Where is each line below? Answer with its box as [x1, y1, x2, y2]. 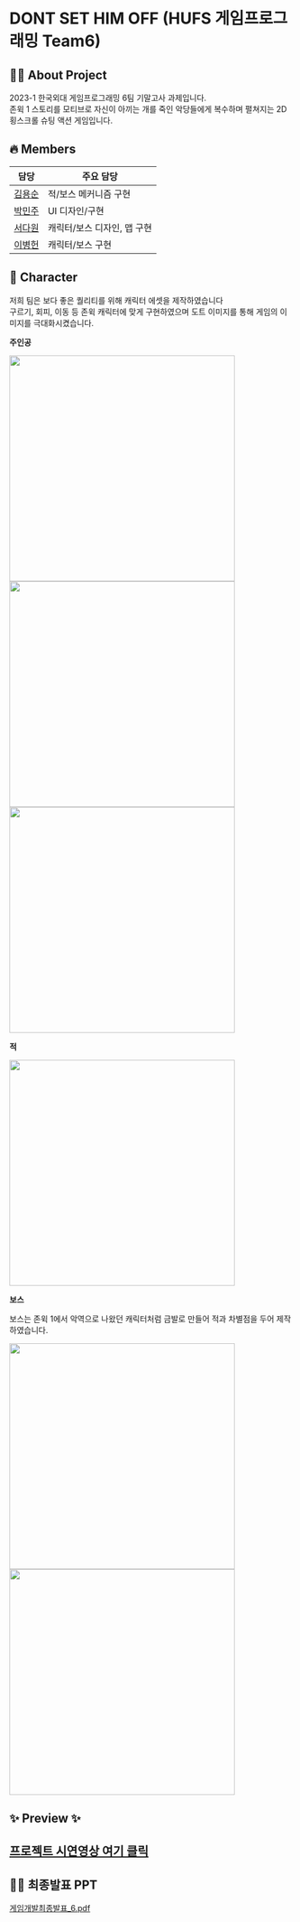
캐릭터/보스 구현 [48, 238, 113, 251]
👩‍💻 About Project [9, 67, 107, 82]
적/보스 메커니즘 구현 [48, 187, 132, 200]
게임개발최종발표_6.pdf [9, 1903, 91, 1914]
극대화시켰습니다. [32, 317, 95, 328]
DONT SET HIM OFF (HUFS [9, 8, 212, 29]
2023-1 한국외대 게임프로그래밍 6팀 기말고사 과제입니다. [9, 92, 207, 103]
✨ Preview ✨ [9, 1811, 81, 1826]
